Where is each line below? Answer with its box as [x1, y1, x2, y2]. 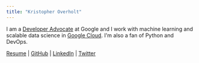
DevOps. [6, 38, 28, 45]
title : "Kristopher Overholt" [6, 8, 82, 15]
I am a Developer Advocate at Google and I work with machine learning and [6, 25, 194, 32]
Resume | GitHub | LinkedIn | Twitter [6, 49, 96, 57]
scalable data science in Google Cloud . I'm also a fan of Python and [6, 31, 174, 39]
